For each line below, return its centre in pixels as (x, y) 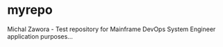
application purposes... (40, 36)
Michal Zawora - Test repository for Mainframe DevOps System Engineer (111, 29)
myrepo (30, 10)
